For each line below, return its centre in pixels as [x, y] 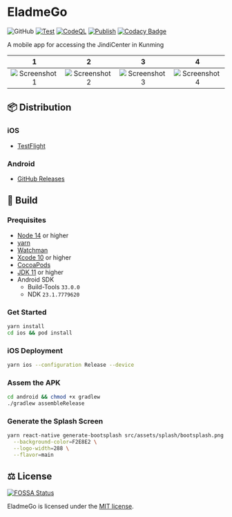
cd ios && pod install [40, 333]
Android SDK [36, 279]
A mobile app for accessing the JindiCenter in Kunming [86, 44]
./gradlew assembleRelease [46, 403]
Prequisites [27, 220]
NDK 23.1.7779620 [54, 294]
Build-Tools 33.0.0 [54, 287]
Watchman [32, 250]
